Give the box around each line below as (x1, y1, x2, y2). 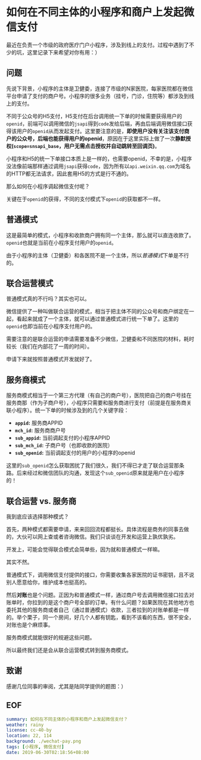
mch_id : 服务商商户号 (14, 427, 66, 434)
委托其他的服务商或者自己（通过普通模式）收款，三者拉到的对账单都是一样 (6, 607, 189, 613)
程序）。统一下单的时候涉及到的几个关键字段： (16, 407, 129, 414)
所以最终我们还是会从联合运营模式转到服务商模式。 (6, 647, 132, 654)
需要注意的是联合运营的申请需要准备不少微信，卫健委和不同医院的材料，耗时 (6, 336, 194, 343)
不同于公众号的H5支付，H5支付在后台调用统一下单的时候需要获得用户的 (6, 112, 183, 119)
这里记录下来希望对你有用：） (26, 48, 100, 56)
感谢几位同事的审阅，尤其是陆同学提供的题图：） (6, 682, 126, 690)
